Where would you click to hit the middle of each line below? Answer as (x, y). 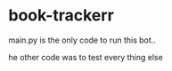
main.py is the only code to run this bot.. (82, 40)
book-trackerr (61, 16)
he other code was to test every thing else (86, 57)
